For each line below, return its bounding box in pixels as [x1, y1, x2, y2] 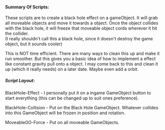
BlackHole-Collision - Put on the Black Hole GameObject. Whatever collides [5, 105, 159, 111]
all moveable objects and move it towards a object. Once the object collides [5, 20, 159, 26]
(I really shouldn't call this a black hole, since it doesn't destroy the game [5, 36, 153, 42]
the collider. [5, 31, 29, 36]
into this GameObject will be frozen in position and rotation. [5, 110, 126, 116]
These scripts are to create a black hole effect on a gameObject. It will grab [5, 15, 158, 21]
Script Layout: [5, 77, 35, 83]
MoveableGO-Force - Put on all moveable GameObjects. [5, 120, 120, 126]
